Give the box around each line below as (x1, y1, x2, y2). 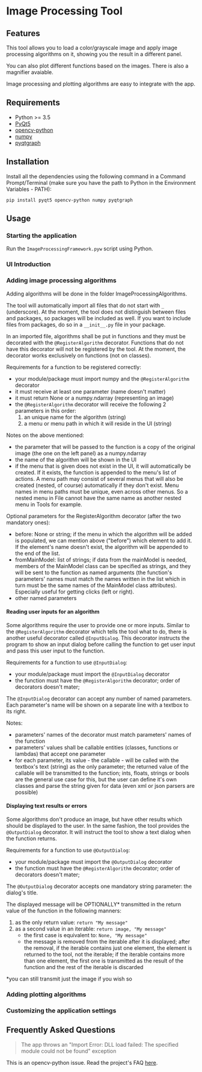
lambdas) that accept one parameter (14, 750, 106, 757)
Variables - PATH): (6, 185, 52, 193)
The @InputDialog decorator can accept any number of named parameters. (6, 695, 192, 702)
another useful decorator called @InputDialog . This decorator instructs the (6, 634, 190, 642)
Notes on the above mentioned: (6, 432, 84, 439)
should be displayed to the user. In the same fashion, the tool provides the (6, 822, 189, 829)
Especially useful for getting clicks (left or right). (14, 588, 134, 595)
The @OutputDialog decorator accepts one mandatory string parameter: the (6, 882, 192, 890)
